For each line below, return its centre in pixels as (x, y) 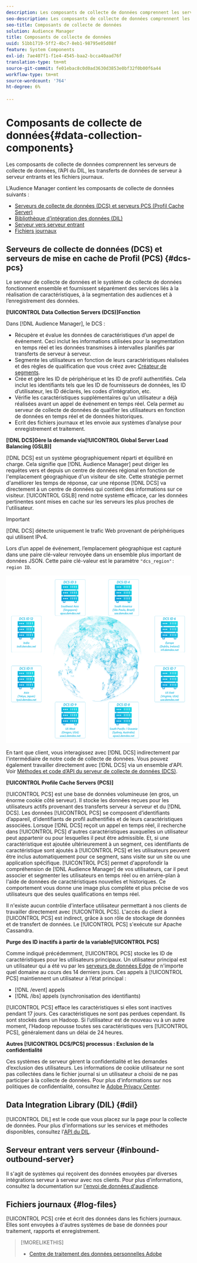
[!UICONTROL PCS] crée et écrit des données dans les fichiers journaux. (94, 1219)
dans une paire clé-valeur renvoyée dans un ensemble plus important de (94, 554)
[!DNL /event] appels (40, 990)
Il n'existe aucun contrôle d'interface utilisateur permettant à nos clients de (96, 905)
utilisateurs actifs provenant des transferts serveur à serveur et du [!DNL (94, 807)
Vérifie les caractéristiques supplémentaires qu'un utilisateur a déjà (96, 397)
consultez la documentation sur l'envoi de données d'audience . (83, 1186)
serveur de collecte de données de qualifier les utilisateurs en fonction (100, 410)
